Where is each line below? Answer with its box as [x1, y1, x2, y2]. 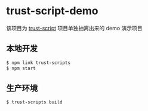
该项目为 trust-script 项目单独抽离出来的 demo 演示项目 [6, 24, 143, 31]
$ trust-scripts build [6, 99, 63, 105]
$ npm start [6, 65, 36, 71]
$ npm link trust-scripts [6, 59, 70, 66]
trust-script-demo [6, 4, 98, 18]
